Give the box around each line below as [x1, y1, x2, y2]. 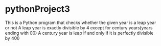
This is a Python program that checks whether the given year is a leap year [5, 20, 157, 25]
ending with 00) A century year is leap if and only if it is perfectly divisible [5, 30, 154, 36]
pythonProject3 [5, 3, 70, 15]
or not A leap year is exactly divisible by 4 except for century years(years [5, 24, 153, 30]
